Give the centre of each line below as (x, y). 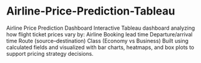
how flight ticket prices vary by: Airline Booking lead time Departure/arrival (99, 34)
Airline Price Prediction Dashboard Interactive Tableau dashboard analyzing (100, 28)
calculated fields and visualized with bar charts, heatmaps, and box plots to (100, 47)
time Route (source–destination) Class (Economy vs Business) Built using (97, 41)
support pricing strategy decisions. (50, 53)
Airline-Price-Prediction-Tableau (91, 11)
